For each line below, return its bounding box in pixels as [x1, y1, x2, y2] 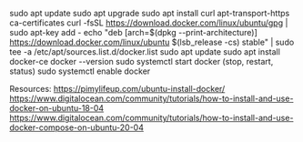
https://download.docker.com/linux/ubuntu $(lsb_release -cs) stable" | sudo [9, 36, 295, 47]
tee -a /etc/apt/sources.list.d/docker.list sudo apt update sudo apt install [9, 46, 280, 57]
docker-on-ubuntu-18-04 [9, 103, 105, 113]
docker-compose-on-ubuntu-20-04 [9, 122, 144, 133]
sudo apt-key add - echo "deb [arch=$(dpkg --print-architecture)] [9, 27, 258, 37]
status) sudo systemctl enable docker [9, 66, 151, 76]
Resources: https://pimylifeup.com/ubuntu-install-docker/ [9, 84, 226, 94]
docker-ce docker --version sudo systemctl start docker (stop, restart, [9, 56, 274, 66]
